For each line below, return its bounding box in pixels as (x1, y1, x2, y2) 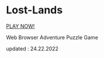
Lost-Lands (6, 3, 63, 17)
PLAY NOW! (6, 23, 35, 30)
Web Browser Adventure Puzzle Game (6, 34, 98, 41)
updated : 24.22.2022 (6, 45, 58, 52)
